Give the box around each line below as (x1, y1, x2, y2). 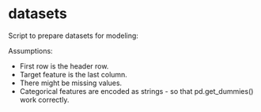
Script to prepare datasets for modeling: (8, 31, 138, 40)
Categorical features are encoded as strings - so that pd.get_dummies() (19, 86, 254, 95)
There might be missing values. (19, 78, 123, 88)
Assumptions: (8, 46, 53, 55)
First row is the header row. (19, 61, 109, 71)
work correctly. (19, 95, 70, 104)
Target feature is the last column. (19, 69, 128, 79)
